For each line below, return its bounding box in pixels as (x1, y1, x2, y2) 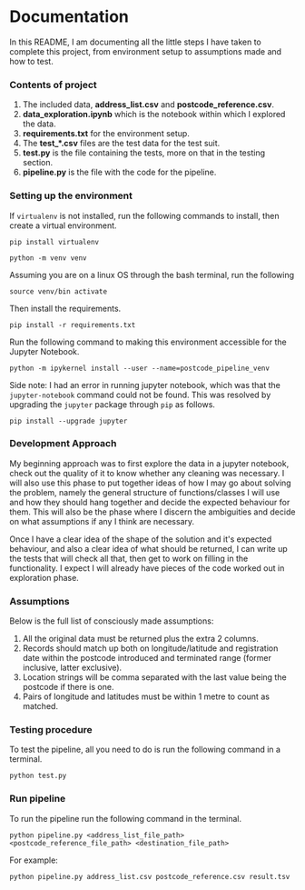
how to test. (9, 55, 54, 66)
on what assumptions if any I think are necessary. (9, 515, 195, 526)
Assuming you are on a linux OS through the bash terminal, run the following (9, 269, 295, 280)
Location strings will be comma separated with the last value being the (22, 672, 288, 683)
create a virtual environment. (9, 220, 117, 231)
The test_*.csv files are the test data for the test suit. (22, 138, 221, 149)
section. (22, 157, 54, 168)
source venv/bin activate (9, 286, 107, 296)
